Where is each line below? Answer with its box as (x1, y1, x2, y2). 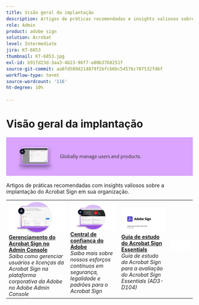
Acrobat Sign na (8, 265, 49, 272)
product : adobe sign (6, 28, 57, 34)
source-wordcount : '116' (6, 78, 68, 84)
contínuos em (70, 262, 104, 269)
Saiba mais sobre (70, 249, 114, 256)
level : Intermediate (6, 41, 57, 47)
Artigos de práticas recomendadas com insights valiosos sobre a (6, 182, 165, 189)
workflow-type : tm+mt (6, 72, 60, 78)
